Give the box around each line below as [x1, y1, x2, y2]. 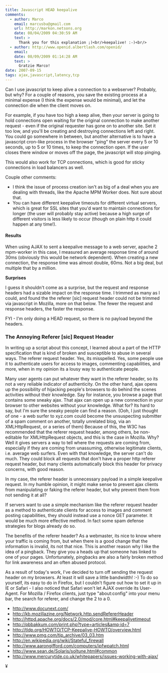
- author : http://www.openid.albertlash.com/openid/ [10, 45, 122, 50]
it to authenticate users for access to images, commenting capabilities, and [5, 361, 160, 367]
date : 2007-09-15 [5, 68, 42, 73]
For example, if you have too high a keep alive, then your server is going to [5, 112, 159, 118]
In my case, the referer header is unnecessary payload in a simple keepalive [5, 476, 162, 482]
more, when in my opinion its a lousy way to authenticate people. [5, 366, 139, 372]
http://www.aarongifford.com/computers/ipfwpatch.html [12, 643, 129, 649]
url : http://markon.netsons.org [14, 26, 82, 31]
